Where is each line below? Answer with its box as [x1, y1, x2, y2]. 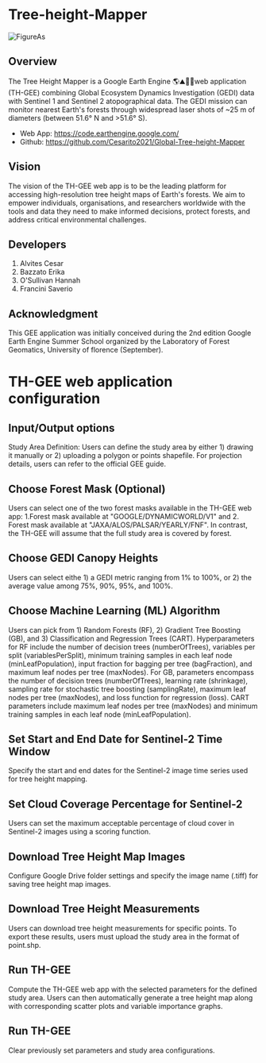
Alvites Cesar [19, 259, 64, 268]
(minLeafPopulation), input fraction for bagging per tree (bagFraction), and [8, 659, 253, 668]
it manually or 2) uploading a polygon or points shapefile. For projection [8, 451, 242, 460]
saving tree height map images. [8, 880, 111, 889]
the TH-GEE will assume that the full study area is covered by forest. [8, 529, 232, 537]
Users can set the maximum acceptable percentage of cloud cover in [8, 818, 235, 828]
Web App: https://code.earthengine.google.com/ [19, 129, 179, 138]
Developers [8, 237, 67, 251]
